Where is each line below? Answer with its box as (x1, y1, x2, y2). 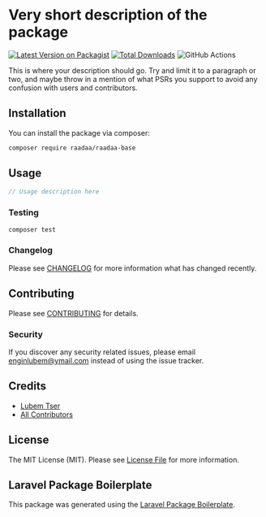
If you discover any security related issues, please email (8, 347, 196, 357)
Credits (8, 380, 47, 393)
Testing (8, 207, 39, 219)
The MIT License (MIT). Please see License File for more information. (8, 454, 239, 464)
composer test (8, 225, 57, 233)
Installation (8, 106, 66, 120)
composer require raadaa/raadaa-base (8, 144, 136, 152)
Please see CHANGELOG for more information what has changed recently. (8, 263, 257, 273)
